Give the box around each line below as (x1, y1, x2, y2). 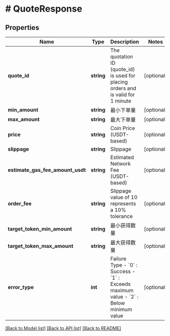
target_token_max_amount (8, 243, 73, 249)
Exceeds (110, 281, 131, 287)
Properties (5, 23, 39, 32)
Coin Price (110, 125, 135, 132)
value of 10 (110, 194, 138, 201)
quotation (110, 53, 133, 60)
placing (110, 79, 128, 85)
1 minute (110, 97, 132, 104)
